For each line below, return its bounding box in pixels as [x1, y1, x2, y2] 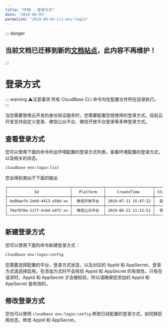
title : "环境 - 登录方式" [5, 7, 55, 13]
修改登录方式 [5, 296, 45, 305]
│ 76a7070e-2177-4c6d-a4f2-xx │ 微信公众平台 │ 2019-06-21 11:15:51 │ [5, 208, 155, 213]
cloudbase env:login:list [5, 165, 59, 170]
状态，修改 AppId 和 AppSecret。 [9, 317, 78, 323]
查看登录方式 [5, 135, 45, 143]
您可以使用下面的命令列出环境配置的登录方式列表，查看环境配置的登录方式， [5, 149, 163, 155]
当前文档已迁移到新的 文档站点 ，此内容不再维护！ [5, 46, 156, 55]
